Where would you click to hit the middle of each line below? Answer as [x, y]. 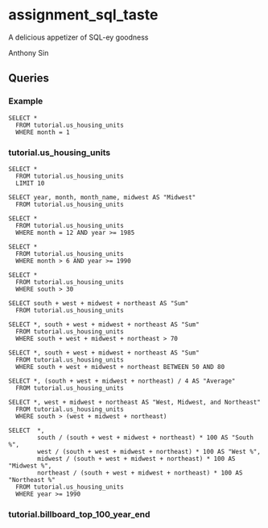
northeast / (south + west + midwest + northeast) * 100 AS [140, 473]
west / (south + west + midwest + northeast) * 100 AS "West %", [149, 451]
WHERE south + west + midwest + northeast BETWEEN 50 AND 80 [120, 367]
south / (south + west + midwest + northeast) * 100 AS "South [145, 438]
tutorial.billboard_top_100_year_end [79, 514]
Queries [29, 78]
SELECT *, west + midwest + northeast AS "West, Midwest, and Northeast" [135, 402]
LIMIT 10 [30, 183]
